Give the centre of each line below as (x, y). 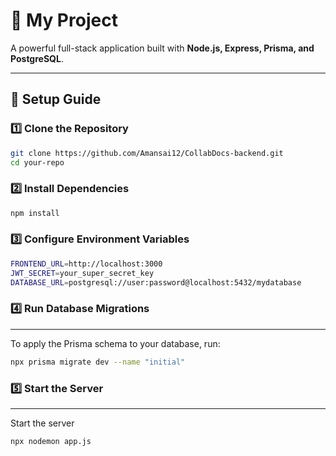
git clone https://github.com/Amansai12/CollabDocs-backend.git (147, 153)
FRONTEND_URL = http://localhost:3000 (86, 264)
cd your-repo (37, 162)
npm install (35, 213)
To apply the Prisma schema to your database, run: (115, 343)
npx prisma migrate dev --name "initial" (98, 362)
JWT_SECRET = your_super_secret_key (82, 273)
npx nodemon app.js (51, 441)
